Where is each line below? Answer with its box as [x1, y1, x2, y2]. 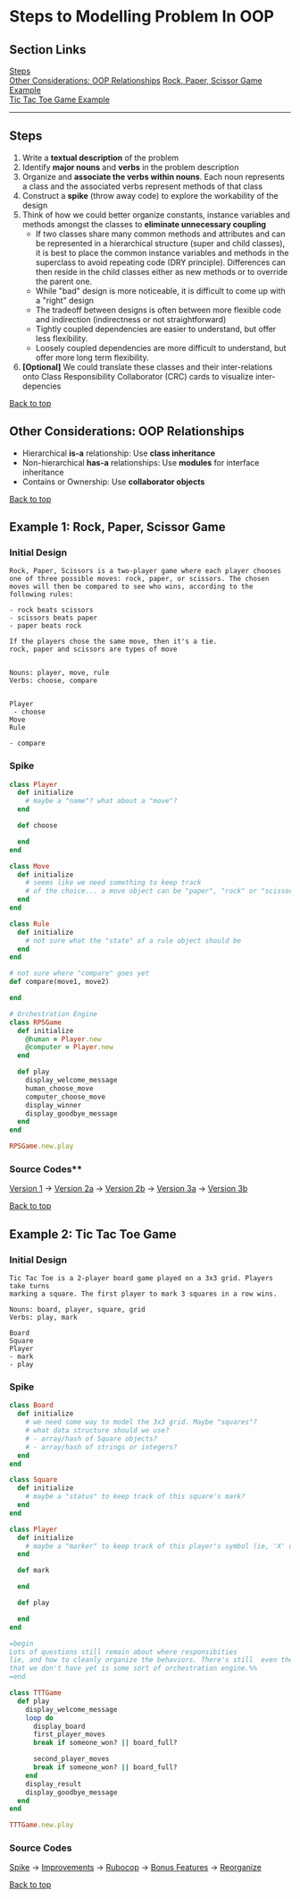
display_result [25, 1779, 82, 1788]
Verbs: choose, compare [9, 676, 98, 686]
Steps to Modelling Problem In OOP [9, 6, 275, 27]
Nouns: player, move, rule [9, 669, 110, 678]
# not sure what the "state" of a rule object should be [25, 936, 242, 945]
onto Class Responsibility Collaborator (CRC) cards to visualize [21, 371, 254, 381]
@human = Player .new [25, 1034, 102, 1044]
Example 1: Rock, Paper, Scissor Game [9, 519, 226, 535]
